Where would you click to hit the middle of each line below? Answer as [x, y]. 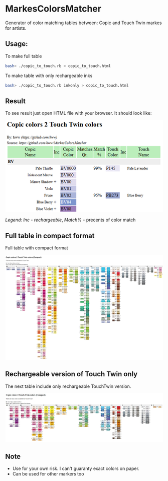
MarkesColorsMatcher [53, 9]
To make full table [24, 56]
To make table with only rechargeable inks [49, 76]
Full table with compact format [37, 248]
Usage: [17, 44]
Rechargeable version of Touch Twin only [71, 374]
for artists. [16, 28]
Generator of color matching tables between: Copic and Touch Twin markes [83, 23]
